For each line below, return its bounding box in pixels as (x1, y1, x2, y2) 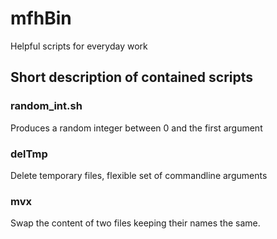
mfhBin (10, 7, 72, 30)
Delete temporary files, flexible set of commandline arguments (10, 169, 268, 181)
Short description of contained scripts (10, 69, 254, 86)
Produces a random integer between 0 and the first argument (10, 122, 263, 134)
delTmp (10, 147, 48, 161)
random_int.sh (10, 99, 83, 113)
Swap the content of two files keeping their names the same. (10, 217, 261, 229)
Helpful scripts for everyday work (10, 40, 148, 52)
